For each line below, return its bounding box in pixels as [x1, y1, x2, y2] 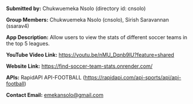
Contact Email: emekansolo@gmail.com [6, 92, 104, 98]
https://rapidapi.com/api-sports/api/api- [84, 74, 182, 81]
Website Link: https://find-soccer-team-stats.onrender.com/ [6, 63, 153, 70]
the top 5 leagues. [6, 40, 50, 47]
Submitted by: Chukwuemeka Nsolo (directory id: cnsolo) [6, 5, 146, 12]
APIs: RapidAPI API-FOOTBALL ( [6, 74, 85, 81]
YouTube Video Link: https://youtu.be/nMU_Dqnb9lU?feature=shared [6, 51, 174, 58]
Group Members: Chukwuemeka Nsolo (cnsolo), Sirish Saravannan [6, 16, 169, 23]
